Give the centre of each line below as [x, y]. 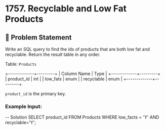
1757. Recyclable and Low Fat [66, 9]
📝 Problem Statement [39, 37]
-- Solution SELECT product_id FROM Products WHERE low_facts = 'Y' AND [82, 117]
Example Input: [23, 106]
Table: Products [21, 64]
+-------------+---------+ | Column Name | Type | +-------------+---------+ [83, 74]
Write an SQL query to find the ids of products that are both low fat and [78, 49]
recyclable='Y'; [21, 123]
